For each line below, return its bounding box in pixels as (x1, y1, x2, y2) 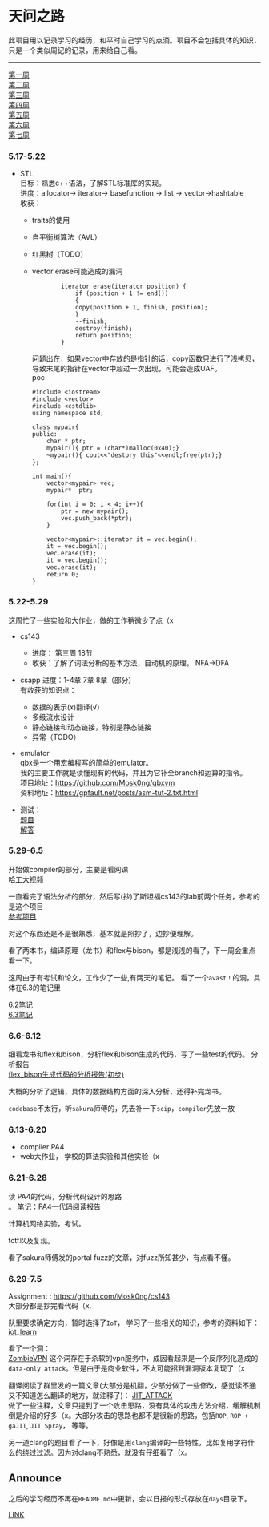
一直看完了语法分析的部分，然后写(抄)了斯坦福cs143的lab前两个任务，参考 (8, 891, 254, 901)
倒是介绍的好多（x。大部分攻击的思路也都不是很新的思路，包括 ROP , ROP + (8, 1411, 248, 1420)
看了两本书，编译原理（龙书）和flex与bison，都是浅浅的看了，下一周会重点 (8, 945, 256, 955)
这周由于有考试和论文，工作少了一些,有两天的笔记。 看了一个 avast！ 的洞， (8, 972, 254, 982)
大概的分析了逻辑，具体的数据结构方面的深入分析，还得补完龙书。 (8, 1087, 226, 1097)
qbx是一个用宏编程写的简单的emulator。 (19, 757, 154, 767)
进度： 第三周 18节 (31, 648, 93, 657)
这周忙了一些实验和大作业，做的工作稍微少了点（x (8, 615, 174, 625)
